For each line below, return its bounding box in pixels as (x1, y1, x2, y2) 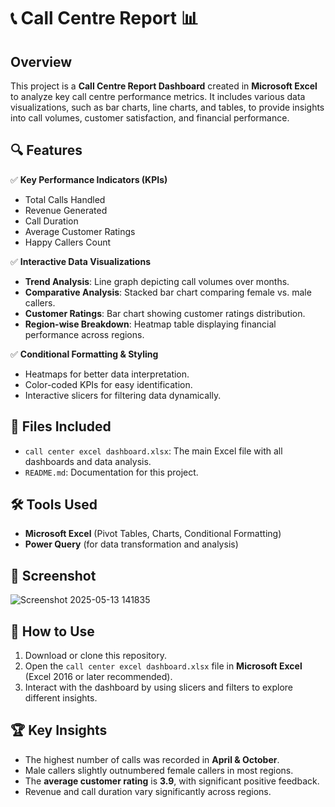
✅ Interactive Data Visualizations (10, 255, 151, 267)
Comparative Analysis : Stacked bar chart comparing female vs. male (24, 286, 312, 298)
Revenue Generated (24, 204, 108, 216)
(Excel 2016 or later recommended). (24, 671, 173, 683)
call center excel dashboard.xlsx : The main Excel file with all (24, 445, 283, 457)
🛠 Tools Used (10, 496, 98, 514)
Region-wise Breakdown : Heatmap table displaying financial (24, 318, 277, 330)
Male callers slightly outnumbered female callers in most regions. (24, 764, 294, 776)
